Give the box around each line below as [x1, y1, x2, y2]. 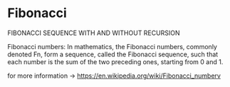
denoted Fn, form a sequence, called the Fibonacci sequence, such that [7, 50, 219, 58]
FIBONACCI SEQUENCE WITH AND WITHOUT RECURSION [7, 29, 180, 37]
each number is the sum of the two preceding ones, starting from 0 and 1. [7, 57, 224, 66]
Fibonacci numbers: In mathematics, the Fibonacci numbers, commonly [7, 42, 217, 51]
